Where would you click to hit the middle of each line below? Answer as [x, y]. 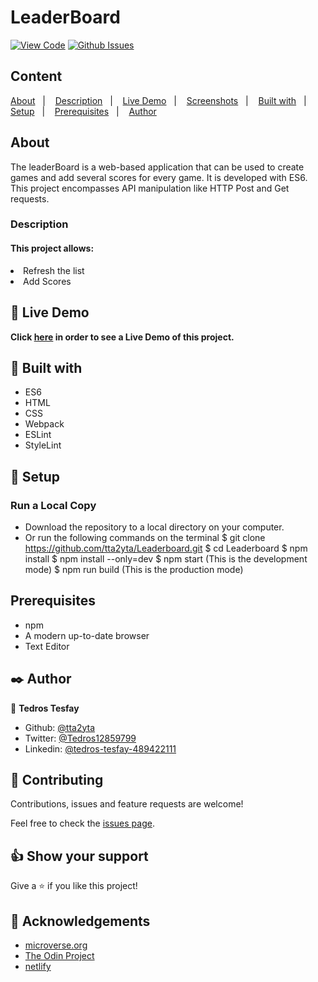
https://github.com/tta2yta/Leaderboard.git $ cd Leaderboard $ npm [166, 548]
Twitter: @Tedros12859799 [80, 738]
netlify [38, 967]
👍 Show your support [79, 856]
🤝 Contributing [57, 780]
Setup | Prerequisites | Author [83, 111]
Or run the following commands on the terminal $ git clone [145, 537]
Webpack [44, 424]
